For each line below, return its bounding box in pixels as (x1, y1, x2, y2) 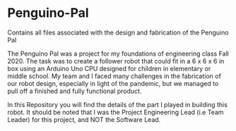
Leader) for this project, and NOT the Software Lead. (7, 115, 161, 124)
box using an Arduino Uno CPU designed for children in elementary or (7, 64, 211, 73)
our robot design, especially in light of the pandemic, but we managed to (7, 79, 219, 87)
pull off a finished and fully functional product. (7, 87, 142, 95)
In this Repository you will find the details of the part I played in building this (7, 100, 228, 108)
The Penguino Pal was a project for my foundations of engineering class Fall (7, 49, 230, 58)
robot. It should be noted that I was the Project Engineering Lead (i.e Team (7, 108, 224, 116)
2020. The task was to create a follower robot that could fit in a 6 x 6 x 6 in (7, 56, 225, 65)
